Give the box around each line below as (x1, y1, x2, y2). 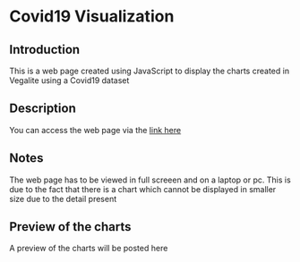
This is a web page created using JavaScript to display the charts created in (9, 65, 289, 76)
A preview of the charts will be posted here (9, 243, 168, 254)
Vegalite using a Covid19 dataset (9, 75, 130, 86)
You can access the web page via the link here (9, 124, 182, 135)
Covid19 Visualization (9, 6, 175, 27)
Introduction (9, 42, 81, 57)
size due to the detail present (9, 193, 117, 204)
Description (9, 101, 76, 116)
